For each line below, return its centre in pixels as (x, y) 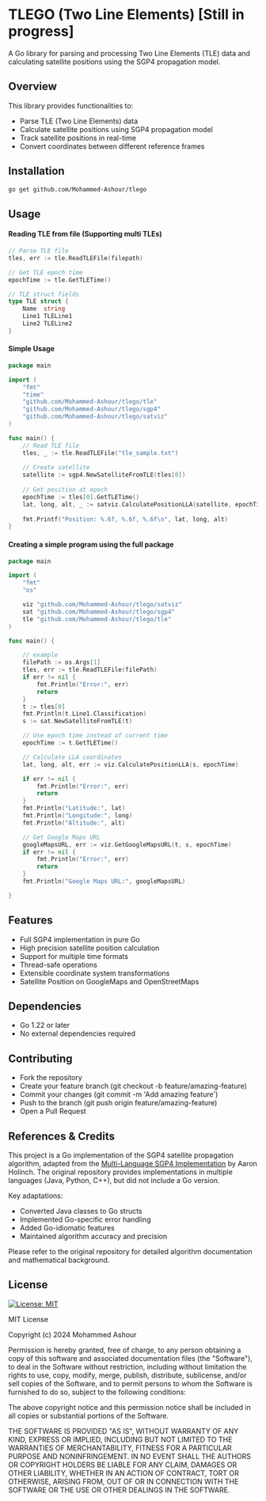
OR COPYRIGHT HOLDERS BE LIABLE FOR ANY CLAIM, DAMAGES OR (123, 1465)
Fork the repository (51, 1078)
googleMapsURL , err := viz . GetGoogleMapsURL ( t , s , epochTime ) (127, 844)
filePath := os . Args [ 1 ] (62, 662)
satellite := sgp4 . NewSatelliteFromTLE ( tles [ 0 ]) (104, 475)
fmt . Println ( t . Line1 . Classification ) (85, 714)
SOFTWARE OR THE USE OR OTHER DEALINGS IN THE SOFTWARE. (119, 1490)
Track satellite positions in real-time (78, 138)
